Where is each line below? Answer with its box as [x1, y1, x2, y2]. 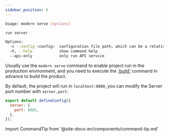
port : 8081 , [14, 107, 39, 112]
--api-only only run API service [10, 53, 105, 58]
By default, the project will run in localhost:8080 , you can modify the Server [5, 83, 162, 89]
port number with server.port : [5, 88, 69, 94]
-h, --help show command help [10, 49, 98, 54]
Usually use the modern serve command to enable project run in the [5, 62, 145, 68]
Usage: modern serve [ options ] [5, 21, 71, 26]
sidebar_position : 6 [5, 7, 49, 13]
